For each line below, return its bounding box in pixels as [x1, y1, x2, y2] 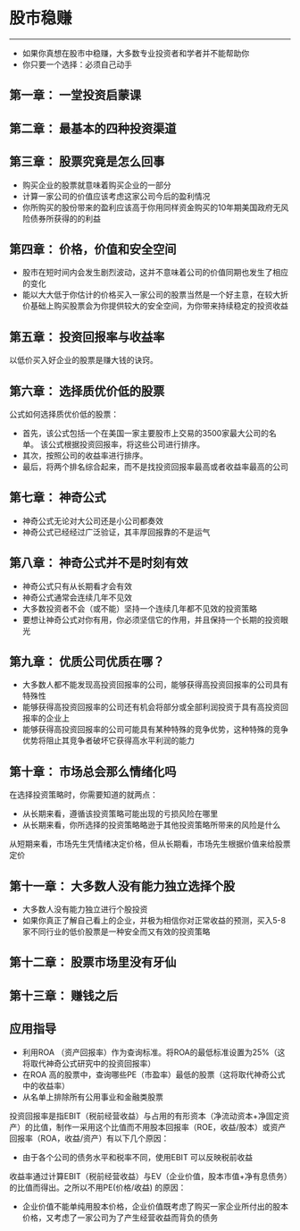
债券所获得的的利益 [29, 213, 101, 223]
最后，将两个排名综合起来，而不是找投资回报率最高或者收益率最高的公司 [21, 461, 288, 472]
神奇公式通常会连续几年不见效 [21, 592, 132, 603]
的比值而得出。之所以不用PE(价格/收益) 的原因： [9, 1182, 187, 1193]
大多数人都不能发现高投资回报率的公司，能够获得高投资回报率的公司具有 [21, 679, 288, 690]
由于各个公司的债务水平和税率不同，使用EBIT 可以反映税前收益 [21, 1151, 254, 1162]
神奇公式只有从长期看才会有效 [21, 580, 132, 591]
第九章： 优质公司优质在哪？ [9, 653, 165, 669]
